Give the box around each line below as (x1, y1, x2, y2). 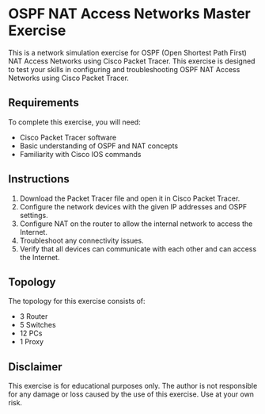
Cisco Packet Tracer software (19, 132, 117, 142)
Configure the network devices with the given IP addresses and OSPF (19, 201, 248, 211)
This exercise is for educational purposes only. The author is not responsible (8, 381, 258, 391)
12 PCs (19, 328, 43, 338)
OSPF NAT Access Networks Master (8, 5, 251, 23)
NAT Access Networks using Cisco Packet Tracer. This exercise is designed (8, 56, 256, 66)
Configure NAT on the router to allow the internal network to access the (19, 219, 253, 228)
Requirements (8, 96, 79, 109)
